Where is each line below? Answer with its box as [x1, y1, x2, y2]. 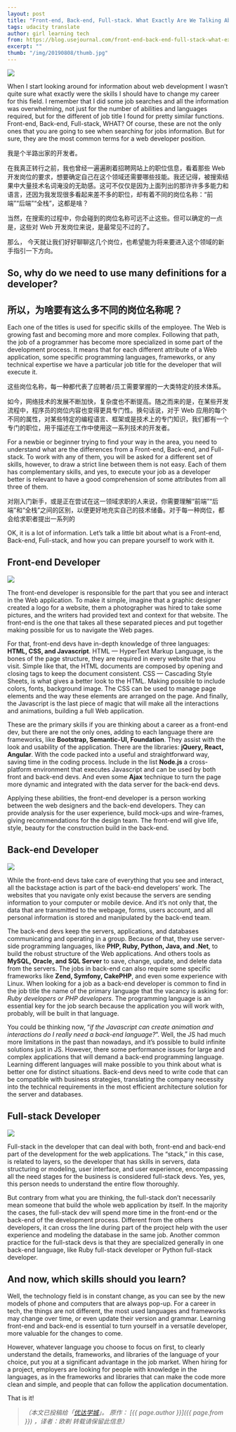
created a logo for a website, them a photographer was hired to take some [7, 603, 223, 612]
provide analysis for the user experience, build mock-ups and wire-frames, [7, 808, 224, 817]
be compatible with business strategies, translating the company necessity [7, 1075, 224, 1083]
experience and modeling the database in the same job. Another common [7, 1230, 220, 1239]
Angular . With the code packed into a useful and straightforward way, [7, 750, 209, 758]
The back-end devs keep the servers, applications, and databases [7, 926, 199, 935]
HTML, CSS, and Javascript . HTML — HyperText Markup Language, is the [7, 646, 223, 655]
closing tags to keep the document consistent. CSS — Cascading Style [7, 669, 213, 677]
